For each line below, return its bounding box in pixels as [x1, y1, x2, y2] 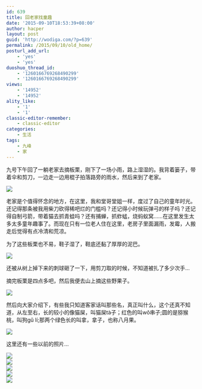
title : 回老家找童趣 [6, 14, 52, 20]
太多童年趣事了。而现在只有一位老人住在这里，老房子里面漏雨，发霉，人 [11, 220, 191, 227]
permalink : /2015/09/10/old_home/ [6, 43, 93, 49]
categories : [6, 126, 36, 132]
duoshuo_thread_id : [6, 64, 55, 71]
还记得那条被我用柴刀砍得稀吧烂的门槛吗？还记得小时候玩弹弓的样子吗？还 [6, 205, 191, 212]
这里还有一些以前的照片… [6, 340, 69, 348]
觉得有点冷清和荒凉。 [16, 227, 70, 234]
